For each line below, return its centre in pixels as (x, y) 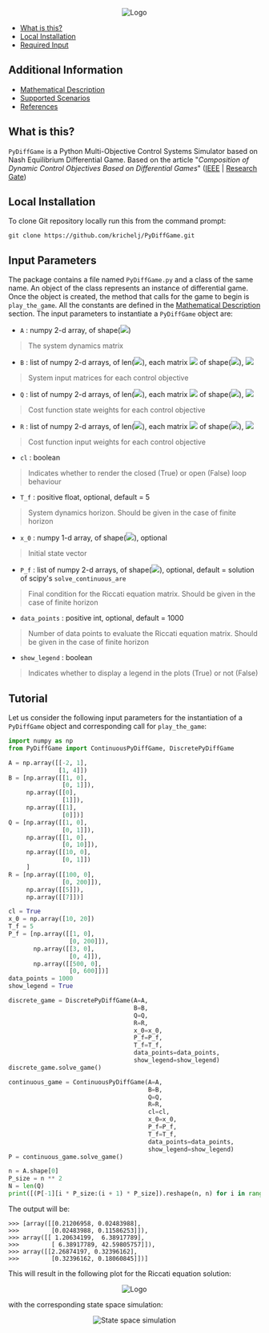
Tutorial (28, 698)
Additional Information (66, 70)
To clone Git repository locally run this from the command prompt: (117, 221)
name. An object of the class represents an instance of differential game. (128, 288)
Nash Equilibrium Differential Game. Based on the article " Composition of (129, 160)
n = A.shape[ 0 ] (34, 1171)
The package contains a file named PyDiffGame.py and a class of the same (131, 280)
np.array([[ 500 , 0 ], (68, 964)
